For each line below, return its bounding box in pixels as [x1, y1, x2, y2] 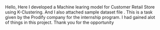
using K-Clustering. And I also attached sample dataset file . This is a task [5, 9, 153, 15]
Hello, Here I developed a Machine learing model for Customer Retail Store [5, 4, 155, 10]
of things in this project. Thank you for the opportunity [5, 19, 114, 25]
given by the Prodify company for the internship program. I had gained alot [5, 15, 155, 20]
